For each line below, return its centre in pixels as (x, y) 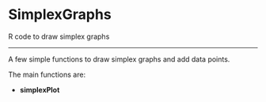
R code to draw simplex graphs (59, 36)
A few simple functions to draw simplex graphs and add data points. (119, 59)
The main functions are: (47, 74)
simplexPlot (40, 89)
